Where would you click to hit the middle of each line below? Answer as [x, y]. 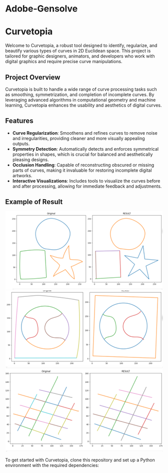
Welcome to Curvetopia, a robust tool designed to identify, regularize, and [81, 46]
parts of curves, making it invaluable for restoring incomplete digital [82, 170]
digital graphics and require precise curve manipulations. [64, 62]
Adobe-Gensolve [41, 9]
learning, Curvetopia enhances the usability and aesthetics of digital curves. [83, 105]
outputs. [21, 144]
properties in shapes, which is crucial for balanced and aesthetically [82, 154]
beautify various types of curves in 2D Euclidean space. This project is [78, 51]
